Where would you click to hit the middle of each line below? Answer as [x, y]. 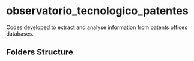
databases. [20, 33]
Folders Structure [40, 52]
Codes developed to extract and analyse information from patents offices [97, 27]
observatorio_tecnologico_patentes [97, 11]
